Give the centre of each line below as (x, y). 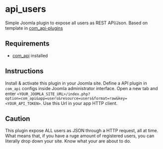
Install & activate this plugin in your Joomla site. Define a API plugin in (76, 83)
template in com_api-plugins (34, 28)
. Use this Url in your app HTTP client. (79, 103)
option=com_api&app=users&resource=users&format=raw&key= (66, 98)
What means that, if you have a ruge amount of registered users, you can (80, 136)
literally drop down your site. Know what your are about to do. (68, 141)
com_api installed (30, 55)
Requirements (27, 44)
